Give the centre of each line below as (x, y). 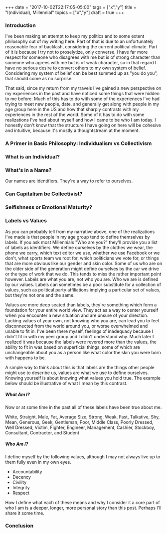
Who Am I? (17, 444)
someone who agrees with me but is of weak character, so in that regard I (81, 63)
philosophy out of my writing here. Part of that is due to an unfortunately (79, 41)
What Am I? (17, 395)
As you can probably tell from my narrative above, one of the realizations (80, 232)
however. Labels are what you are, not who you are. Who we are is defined (82, 279)
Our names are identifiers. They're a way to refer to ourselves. (69, 181)
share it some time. (25, 513)
